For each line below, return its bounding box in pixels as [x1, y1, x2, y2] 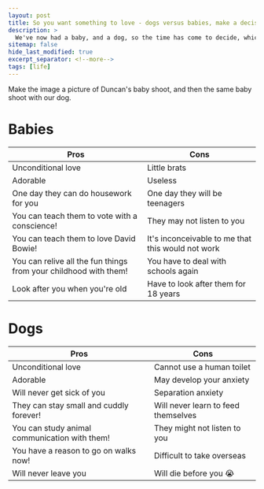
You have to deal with [147, 255, 226, 266]
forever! [12, 409, 42, 420]
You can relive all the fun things [12, 255, 128, 266]
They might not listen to [153, 422, 241, 433]
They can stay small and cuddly [12, 399, 130, 410]
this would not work [147, 243, 220, 254]
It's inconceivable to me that [147, 233, 251, 244]
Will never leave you [12, 468, 86, 479]
